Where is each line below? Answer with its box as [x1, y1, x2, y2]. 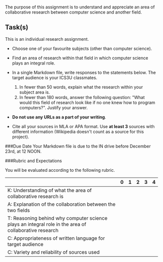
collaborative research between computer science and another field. [5, 9, 142, 15]
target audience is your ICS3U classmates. [12, 75, 98, 81]
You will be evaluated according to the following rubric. [5, 167, 115, 173]
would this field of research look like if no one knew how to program [19, 99, 155, 105]
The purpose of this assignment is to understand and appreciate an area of [5, 4, 155, 10]
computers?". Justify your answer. [19, 104, 88, 111]
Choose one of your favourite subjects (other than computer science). [12, 46, 152, 51]
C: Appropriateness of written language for [7, 235, 105, 242]
